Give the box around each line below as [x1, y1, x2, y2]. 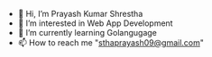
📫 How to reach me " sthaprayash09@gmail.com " [17, 37, 205, 48]
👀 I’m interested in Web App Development [17, 18, 173, 28]
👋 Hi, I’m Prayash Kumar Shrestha [17, 9, 143, 19]
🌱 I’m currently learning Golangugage [17, 28, 158, 37]
